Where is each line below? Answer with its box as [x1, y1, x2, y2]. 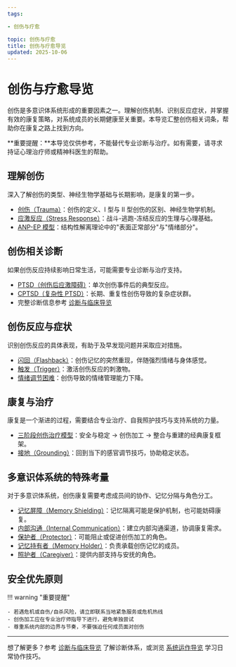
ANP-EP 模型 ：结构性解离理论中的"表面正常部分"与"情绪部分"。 [17, 223, 202, 231]
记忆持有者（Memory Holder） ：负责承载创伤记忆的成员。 [17, 541, 183, 550]
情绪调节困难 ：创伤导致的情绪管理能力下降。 [17, 373, 147, 381]
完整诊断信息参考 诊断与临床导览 [17, 298, 112, 307]
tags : [7, 10, 23, 18]
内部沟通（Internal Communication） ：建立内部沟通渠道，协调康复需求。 [17, 524, 226, 532]
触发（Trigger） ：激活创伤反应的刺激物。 [17, 365, 135, 373]
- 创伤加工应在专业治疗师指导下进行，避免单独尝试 [7, 616, 134, 623]
